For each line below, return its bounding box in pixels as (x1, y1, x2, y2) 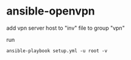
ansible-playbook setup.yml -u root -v (6, 47, 108, 54)
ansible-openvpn (6, 4, 96, 18)
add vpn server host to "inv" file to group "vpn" (6, 24, 125, 32)
